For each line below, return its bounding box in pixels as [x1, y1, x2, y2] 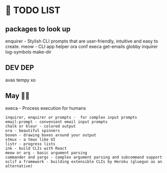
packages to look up [5, 25, 71, 33]
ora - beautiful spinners [5, 128, 60, 133]
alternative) [5, 163, 33, 168]
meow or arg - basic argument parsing [5, 150, 87, 155]
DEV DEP [5, 63, 35, 72]
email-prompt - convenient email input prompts [5, 119, 108, 124]
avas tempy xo [5, 77, 36, 83]
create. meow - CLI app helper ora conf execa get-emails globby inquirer [5, 44, 158, 50]
